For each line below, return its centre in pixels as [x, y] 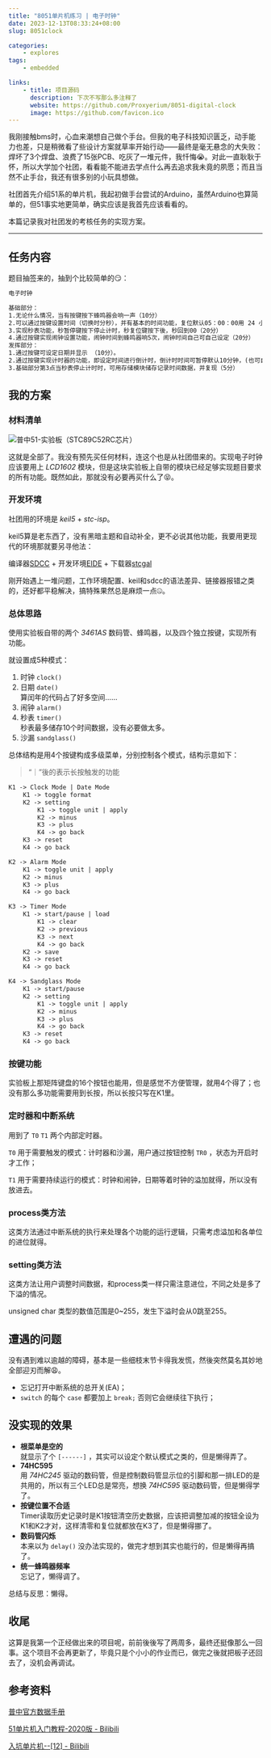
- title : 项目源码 [51, 90]
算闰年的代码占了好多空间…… [69, 698]
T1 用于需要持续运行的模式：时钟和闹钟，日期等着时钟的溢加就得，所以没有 [133, 1179]
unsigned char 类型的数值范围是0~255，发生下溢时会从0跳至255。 [120, 1311]
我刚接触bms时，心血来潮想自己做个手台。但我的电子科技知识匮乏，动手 [129, 137]
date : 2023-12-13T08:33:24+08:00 [65, 23]
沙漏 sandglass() [48, 738]
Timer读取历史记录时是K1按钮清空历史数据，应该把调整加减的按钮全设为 [140, 1516]
